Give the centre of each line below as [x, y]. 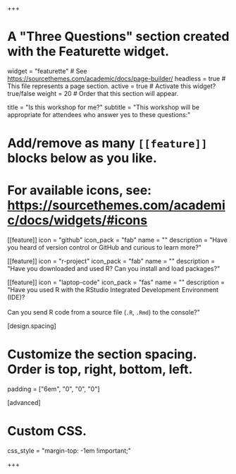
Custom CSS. [47, 431]
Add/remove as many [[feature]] [107, 144]
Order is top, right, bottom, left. [100, 369]
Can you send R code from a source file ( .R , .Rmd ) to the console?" [104, 312]
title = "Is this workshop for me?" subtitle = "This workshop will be [103, 107]
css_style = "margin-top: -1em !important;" [69, 450]
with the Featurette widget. [88, 52]
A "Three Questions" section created [118, 37]
